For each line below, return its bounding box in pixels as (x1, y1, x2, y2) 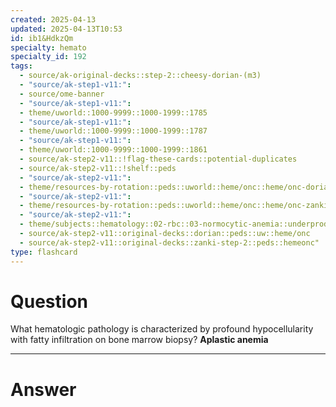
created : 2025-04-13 (10, 14, 97, 25)
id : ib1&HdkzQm (10, 33, 74, 43)
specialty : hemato (10, 42, 87, 53)
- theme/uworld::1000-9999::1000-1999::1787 (19, 126, 208, 136)
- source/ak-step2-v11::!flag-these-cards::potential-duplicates (19, 154, 298, 164)
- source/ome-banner (19, 89, 105, 99)
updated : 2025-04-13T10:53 (10, 24, 123, 34)
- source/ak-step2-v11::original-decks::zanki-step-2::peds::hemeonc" (19, 237, 320, 248)
